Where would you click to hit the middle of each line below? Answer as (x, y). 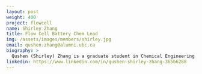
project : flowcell (29, 23)
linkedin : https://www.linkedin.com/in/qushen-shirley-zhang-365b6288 (96, 61)
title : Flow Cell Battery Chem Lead (52, 34)
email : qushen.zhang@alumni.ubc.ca (51, 45)
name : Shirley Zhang (32, 28)
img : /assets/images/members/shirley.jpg (59, 39)
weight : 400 (21, 17)
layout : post (23, 12)
